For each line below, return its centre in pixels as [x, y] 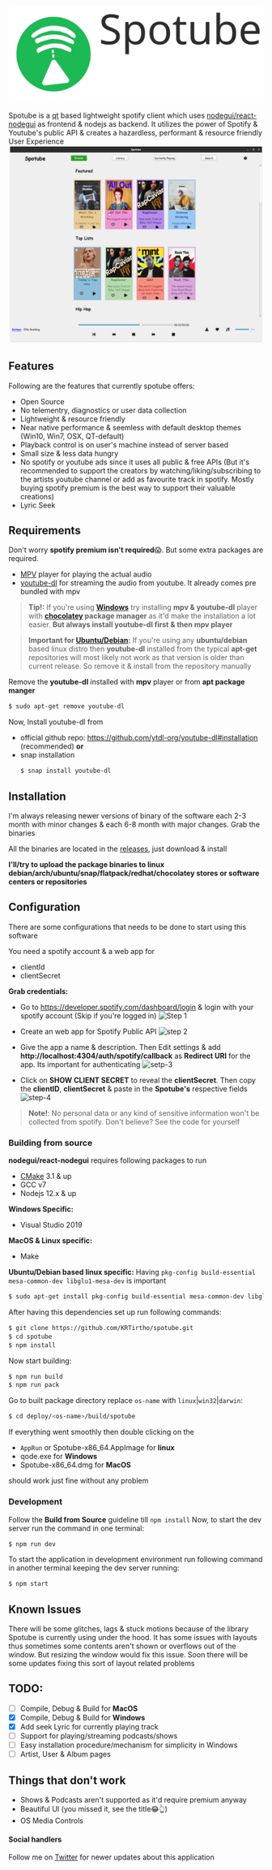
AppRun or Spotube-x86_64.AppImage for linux [98, 1448]
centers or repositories [48, 882]
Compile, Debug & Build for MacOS [79, 1708]
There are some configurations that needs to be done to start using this [127, 926]
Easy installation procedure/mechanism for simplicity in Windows [129, 1745]
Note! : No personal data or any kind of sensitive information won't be [144, 1113]
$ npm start [28, 1584]
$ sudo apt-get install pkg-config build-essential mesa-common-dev [126, 1297]
